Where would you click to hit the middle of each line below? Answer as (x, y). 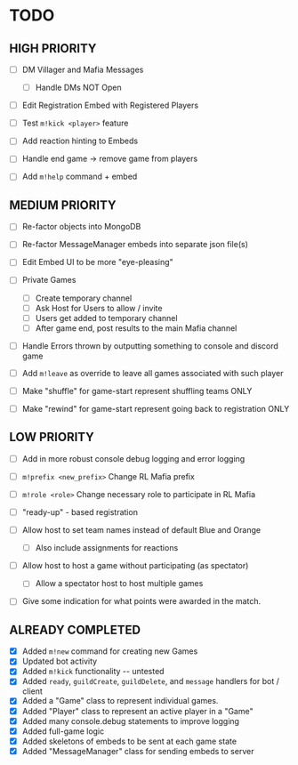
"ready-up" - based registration (80, 512)
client (32, 691)
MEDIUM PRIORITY (63, 205)
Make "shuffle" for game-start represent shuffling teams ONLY (137, 391)
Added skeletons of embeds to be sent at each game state (129, 741)
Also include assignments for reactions (107, 548)
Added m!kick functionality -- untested (93, 672)
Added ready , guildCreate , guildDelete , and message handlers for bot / (151, 681)
